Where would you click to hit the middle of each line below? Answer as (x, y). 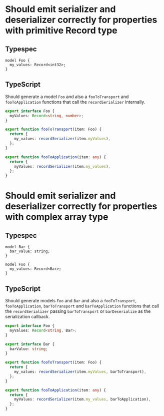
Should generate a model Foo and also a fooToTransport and (67, 97)
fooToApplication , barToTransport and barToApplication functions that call (82, 306)
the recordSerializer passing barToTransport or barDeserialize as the (78, 311)
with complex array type (57, 217)
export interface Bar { (30, 344)
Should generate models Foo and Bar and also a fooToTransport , (71, 301)
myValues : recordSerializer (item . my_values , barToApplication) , (82, 399)
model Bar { (17, 247)
